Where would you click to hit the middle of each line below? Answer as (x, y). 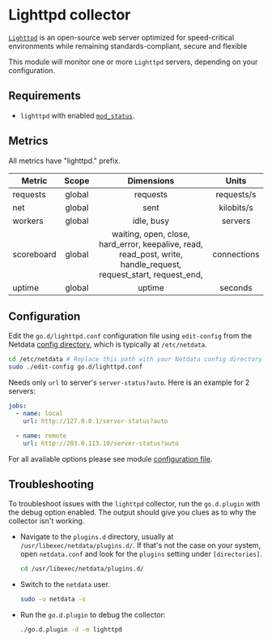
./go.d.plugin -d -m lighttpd (71, 630)
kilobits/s (236, 207)
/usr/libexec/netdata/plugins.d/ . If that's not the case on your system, (140, 545)
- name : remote (41, 436)
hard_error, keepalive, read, (151, 243)
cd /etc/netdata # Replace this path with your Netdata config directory (136, 360)
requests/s (236, 194)
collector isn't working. (47, 521)
